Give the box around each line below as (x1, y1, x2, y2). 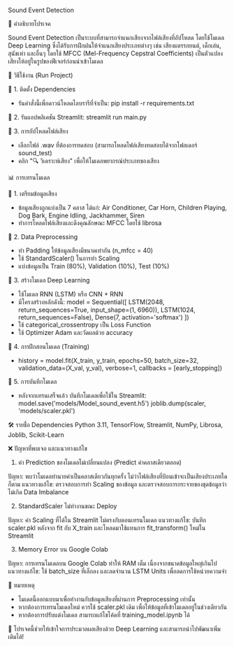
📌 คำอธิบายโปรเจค (8, 20, 51, 27)
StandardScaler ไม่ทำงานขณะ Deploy (17, 502, 117, 510)
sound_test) (17, 149, 52, 157)
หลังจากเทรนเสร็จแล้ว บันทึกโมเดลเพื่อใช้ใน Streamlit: (17, 392, 147, 399)
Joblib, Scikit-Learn (8, 431, 65, 439)
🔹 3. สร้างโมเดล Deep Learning (8, 276, 90, 284)
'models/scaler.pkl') (17, 407, 75, 415)
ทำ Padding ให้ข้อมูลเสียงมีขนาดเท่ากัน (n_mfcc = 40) (17, 246, 153, 254)
